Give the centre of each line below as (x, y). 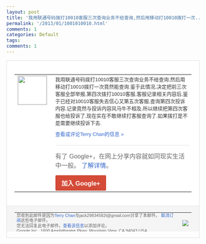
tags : (13, 40)
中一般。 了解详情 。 (83, 165)
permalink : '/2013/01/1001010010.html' (57, 23)
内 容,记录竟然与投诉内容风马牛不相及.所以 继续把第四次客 (121, 109)
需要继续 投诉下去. (81, 123)
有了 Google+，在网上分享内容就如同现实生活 (120, 156)
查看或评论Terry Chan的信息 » (89, 134)
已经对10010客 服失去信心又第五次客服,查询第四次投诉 (123, 101)
